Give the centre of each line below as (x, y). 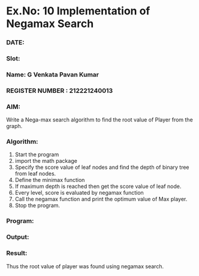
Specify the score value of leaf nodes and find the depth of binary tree (102, 167)
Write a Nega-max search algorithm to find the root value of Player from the (99, 120)
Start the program (37, 154)
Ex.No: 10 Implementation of (78, 11)
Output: (18, 237)
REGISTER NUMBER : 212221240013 (60, 90)
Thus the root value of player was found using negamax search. (85, 266)
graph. (14, 126)
